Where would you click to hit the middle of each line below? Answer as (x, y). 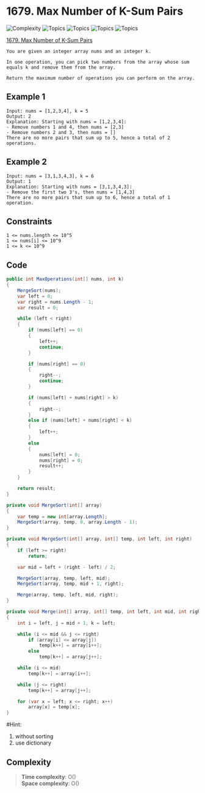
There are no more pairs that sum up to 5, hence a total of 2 (88, 138)
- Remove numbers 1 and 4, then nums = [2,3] (65, 127)
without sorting (34, 737)
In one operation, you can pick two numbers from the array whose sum (98, 62)
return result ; (37, 489)
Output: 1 (19, 181)
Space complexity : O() (50, 783)
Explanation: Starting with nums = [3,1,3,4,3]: (69, 187)
